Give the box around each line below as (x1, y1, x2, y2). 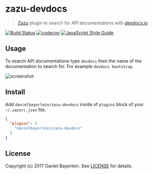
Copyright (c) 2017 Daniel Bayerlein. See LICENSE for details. (5, 163, 133, 169)
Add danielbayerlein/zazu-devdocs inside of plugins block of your (5, 101, 144, 107)
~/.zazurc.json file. (5, 107, 47, 113)
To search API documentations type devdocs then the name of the (5, 58, 142, 64)
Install (5, 88, 25, 96)
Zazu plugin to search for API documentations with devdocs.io (17, 20, 148, 26)
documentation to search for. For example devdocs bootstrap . (5, 63, 134, 69)
